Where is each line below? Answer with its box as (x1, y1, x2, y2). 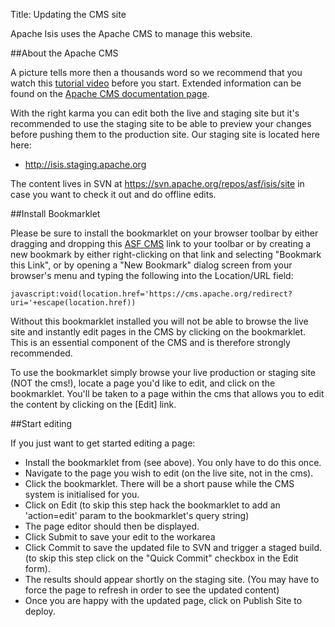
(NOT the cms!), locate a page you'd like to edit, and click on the (10, 377, 276, 389)
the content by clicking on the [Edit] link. (10, 399, 177, 410)
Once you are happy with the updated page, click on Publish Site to (24, 595, 303, 606)
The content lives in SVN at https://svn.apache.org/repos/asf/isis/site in (10, 178, 305, 189)
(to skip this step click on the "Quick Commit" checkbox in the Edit (24, 552, 299, 564)
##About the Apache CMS (10, 47, 119, 59)
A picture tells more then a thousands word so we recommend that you (10, 67, 303, 78)
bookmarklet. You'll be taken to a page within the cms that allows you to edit (10, 388, 325, 399)
